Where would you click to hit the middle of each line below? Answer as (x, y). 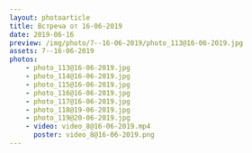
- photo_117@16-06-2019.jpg (78, 101)
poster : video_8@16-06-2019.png (94, 135)
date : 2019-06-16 (42, 34)
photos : (24, 59)
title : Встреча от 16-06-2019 (66, 26)
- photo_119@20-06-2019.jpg (78, 118)
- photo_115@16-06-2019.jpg (78, 85)
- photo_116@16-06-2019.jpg (78, 93)
